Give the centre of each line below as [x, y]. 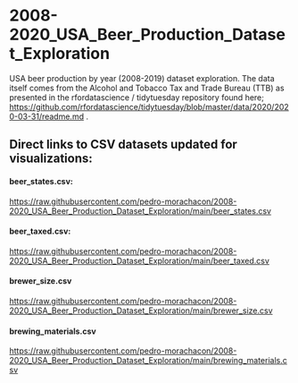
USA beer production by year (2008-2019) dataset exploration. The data [142, 78]
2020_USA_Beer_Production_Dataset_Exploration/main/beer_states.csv [141, 210]
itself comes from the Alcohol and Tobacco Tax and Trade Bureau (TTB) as [147, 88]
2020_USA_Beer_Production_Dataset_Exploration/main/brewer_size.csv [141, 311]
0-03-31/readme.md [47, 116]
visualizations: [51, 159]
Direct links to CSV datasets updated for [124, 145]
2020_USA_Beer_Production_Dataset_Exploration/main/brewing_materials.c [148, 361]
